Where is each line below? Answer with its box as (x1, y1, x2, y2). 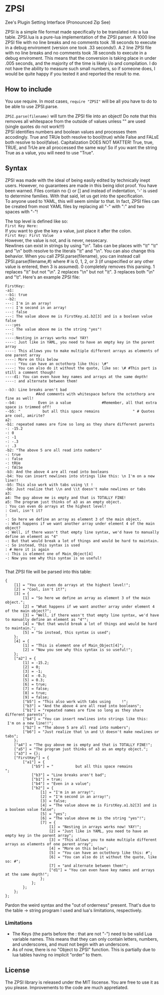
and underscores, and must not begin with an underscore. (12, 941, 130, 947)
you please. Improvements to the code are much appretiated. (5, 984, 129, 990)
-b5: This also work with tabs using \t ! (5, 482, 93, 487)
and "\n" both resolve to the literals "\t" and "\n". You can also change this (5, 248, 155, 254)
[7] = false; (23, 686, 50, 691)
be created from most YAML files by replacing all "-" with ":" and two (5, 203, 145, 209)
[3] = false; (40, 798, 67, 804)
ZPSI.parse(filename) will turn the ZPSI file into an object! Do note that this (5, 113, 157, 119)
